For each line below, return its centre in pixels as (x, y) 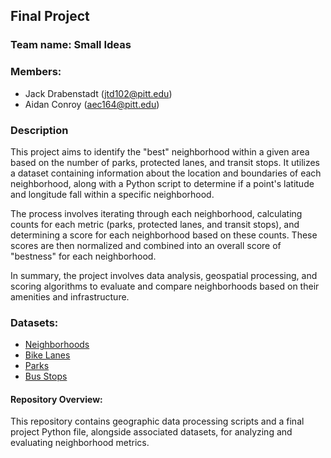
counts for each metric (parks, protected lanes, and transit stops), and (155, 224)
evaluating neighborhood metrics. (80, 443)
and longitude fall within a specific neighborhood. (112, 194)
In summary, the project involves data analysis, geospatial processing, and (164, 275)
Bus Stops (46, 376)
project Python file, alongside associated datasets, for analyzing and (151, 432)
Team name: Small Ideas (71, 45)
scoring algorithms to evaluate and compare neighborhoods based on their (165, 286)
